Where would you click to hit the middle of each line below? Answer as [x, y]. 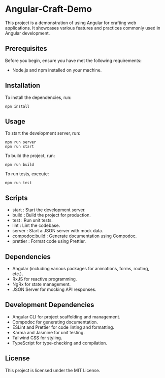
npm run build [20, 165]
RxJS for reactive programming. [45, 279]
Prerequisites [26, 48]
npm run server [21, 142]
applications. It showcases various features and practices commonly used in [83, 28]
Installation [23, 85]
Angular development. [28, 33]
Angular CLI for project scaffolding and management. [66, 316]
